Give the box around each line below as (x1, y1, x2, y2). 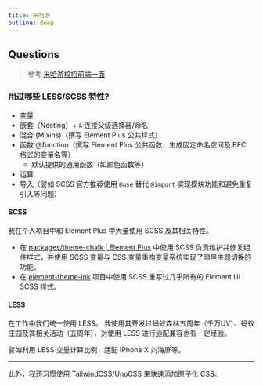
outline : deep (8, 19, 55, 27)
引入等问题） (19, 189, 61, 198)
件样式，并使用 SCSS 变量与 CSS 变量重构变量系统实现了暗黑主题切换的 (19, 252, 252, 261)
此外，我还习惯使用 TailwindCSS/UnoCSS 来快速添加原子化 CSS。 (8, 370, 222, 379)
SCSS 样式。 (19, 282, 61, 291)
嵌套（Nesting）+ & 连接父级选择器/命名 (19, 120, 149, 129)
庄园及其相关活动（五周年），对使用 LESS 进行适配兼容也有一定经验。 (8, 329, 232, 338)
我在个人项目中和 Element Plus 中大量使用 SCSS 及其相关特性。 (8, 225, 214, 235)
